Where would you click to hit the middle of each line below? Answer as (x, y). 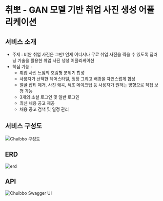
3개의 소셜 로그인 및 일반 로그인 (49, 97)
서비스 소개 (21, 42)
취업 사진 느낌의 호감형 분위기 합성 (52, 73)
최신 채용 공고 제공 (37, 103)
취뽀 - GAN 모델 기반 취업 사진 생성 (71, 10)
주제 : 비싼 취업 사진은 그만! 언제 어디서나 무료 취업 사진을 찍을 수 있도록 (80, 54)
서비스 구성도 (24, 126)
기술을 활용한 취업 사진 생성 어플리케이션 (56, 60)
